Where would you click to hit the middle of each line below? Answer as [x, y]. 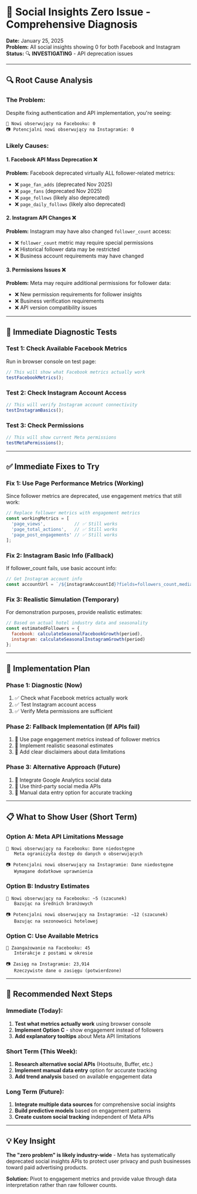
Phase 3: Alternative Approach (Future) [63, 767]
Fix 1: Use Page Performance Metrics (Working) [75, 483]
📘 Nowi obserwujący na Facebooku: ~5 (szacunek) [67, 898]
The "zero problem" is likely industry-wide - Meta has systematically [91, 1155]
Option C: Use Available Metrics [52, 936]
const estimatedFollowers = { [43, 628]
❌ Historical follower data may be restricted [67, 249]
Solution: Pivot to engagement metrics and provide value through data [91, 1179]
